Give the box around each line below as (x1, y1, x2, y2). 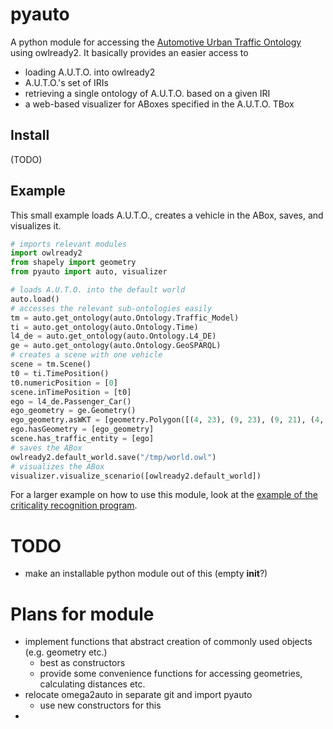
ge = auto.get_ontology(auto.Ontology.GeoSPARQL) (10, 341, 222, 351)
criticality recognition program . (10, 499, 138, 512)
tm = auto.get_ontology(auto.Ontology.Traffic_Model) (10, 313, 240, 323)
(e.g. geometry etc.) (24, 646, 108, 658)
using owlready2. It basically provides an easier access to (10, 46, 249, 58)
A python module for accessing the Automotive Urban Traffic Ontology (10, 36, 302, 48)
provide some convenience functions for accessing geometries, (39, 668, 303, 680)
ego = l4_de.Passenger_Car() (10, 396, 132, 407)
